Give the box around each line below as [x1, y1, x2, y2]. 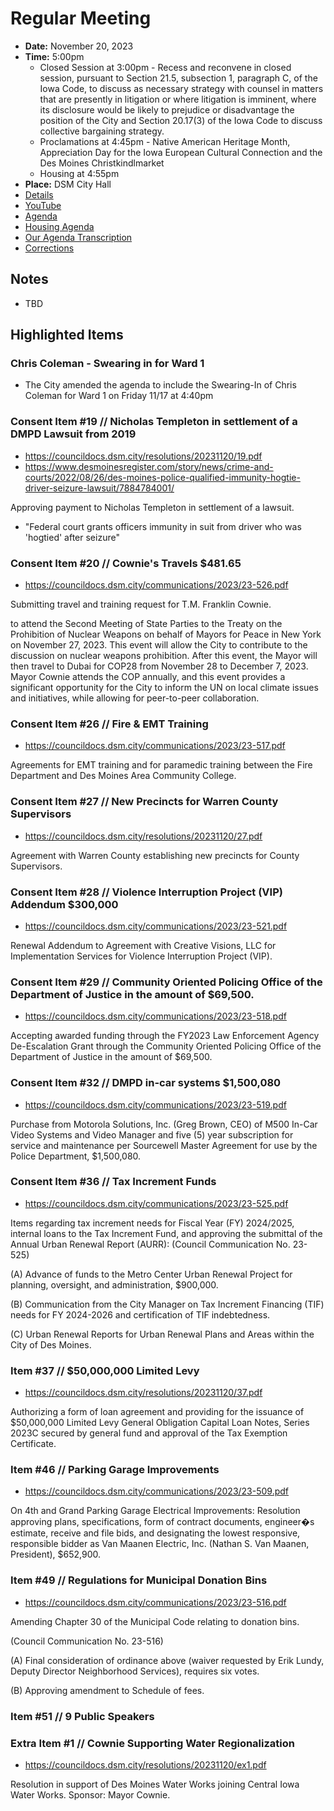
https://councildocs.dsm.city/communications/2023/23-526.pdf [24, 579, 289, 591]
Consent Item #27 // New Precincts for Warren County [10, 795, 279, 809]
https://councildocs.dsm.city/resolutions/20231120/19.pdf [24, 450, 263, 462]
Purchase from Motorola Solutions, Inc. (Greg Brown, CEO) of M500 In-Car [10, 1118, 318, 1130]
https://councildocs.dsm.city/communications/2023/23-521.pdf [24, 920, 288, 932]
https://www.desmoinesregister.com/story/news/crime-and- [24, 460, 274, 472]
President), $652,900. [10, 1548, 102, 1561]
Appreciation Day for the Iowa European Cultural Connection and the [39, 146, 323, 158]
